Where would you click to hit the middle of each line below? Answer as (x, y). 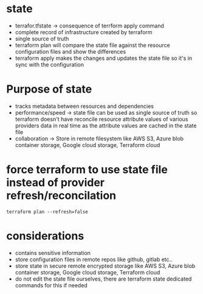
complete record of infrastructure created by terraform (84, 32)
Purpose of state (49, 89)
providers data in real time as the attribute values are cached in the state (106, 125)
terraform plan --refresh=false (47, 212)
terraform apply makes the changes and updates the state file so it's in (104, 58)
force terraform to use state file (87, 170)
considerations (45, 236)
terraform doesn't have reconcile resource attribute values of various (101, 119)
